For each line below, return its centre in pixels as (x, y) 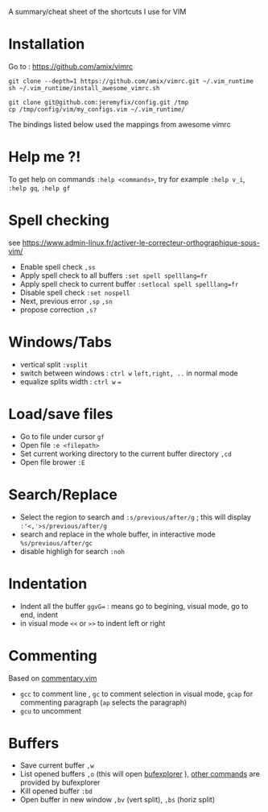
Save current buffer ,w (57, 765)
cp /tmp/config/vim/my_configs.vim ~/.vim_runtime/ (97, 109)
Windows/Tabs (60, 342)
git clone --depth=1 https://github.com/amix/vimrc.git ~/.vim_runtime (131, 81)
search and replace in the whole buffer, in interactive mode (118, 534)
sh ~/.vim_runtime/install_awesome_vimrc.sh (84, 88)
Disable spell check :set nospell (75, 292)
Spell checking (59, 220)
